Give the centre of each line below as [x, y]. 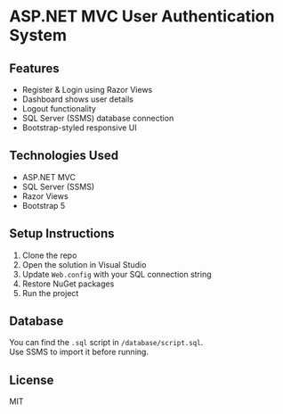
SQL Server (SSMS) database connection [98, 118]
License [32, 380]
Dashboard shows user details [77, 99]
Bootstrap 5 [44, 205]
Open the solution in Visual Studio [84, 264]
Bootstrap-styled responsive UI [80, 128]
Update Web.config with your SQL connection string [117, 274]
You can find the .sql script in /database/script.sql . [106, 343]
